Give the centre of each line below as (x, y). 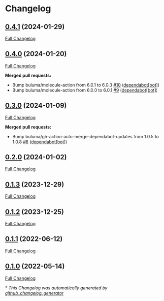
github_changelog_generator (34, 293)
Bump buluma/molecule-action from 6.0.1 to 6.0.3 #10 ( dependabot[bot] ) (86, 85)
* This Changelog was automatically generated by (56, 288)
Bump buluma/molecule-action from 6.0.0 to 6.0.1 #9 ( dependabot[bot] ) (85, 90)
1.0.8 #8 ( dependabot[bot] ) (40, 142)
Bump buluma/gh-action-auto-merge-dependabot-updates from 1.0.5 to (85, 136)
